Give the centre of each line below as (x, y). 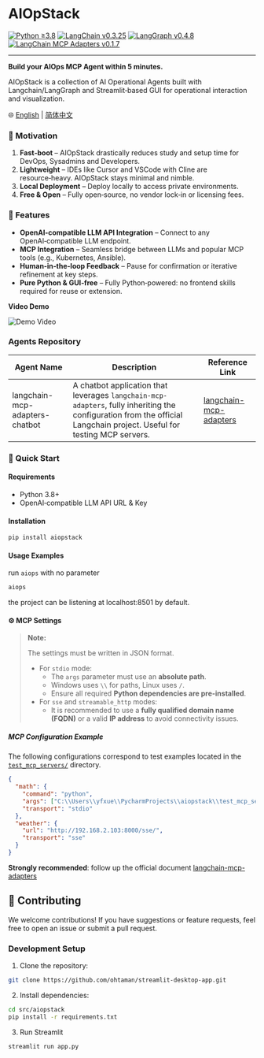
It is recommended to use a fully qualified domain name (142, 711)
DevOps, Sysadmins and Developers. (79, 161)
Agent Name (38, 367)
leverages (91, 395)
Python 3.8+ (40, 494)
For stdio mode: (66, 668)
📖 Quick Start (34, 458)
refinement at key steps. (59, 274)
